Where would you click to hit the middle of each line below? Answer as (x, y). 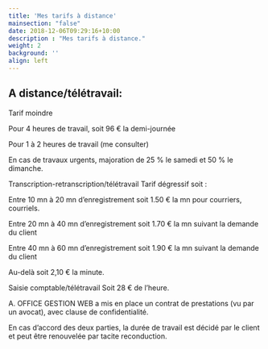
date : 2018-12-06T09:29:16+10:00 (64, 31)
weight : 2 (25, 46)
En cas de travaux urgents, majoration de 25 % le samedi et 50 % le (121, 160)
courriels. (24, 208)
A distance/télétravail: (66, 93)
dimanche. (26, 168)
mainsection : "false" (45, 23)
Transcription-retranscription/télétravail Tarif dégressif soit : (108, 184)
